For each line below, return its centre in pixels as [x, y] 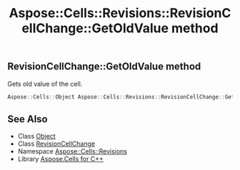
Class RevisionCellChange [56, 144]
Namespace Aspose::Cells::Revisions [72, 151]
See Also [27, 119]
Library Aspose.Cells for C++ [60, 159]
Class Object [36, 136]
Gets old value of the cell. [45, 84]
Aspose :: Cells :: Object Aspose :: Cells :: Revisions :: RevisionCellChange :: [116, 97]
